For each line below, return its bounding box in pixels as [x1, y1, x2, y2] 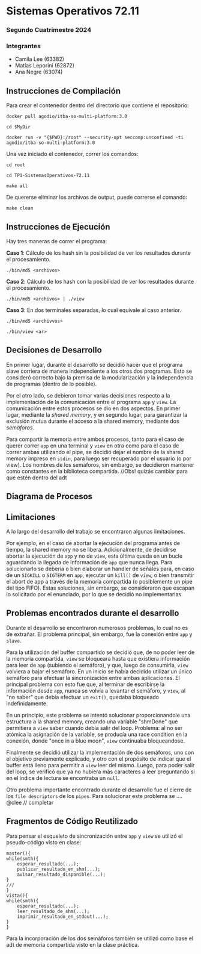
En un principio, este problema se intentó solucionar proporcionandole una [6, 711, 191, 719]
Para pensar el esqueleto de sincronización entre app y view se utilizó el [6, 832, 183, 840]
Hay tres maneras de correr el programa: [6, 238, 107, 245]
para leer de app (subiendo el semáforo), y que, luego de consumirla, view [6, 661, 188, 669]
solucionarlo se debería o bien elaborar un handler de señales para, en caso [6, 565, 194, 573]
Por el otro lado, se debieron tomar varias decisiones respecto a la [6, 391, 170, 399]
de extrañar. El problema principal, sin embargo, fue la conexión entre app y [6, 631, 193, 638]
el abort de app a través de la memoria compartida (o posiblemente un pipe [6, 578, 193, 585]
